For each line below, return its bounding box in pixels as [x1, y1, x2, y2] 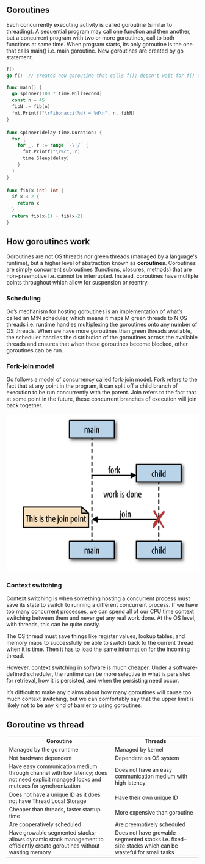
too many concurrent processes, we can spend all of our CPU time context [6, 608, 194, 615]
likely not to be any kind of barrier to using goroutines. [6, 702, 143, 709]
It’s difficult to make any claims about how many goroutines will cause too [6, 689, 192, 696]
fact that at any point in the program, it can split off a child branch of [6, 382, 178, 390]
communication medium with [115, 772, 188, 780]
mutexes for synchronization [9, 782, 81, 790]
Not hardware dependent [9, 754, 72, 762]
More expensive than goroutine [115, 809, 193, 816]
